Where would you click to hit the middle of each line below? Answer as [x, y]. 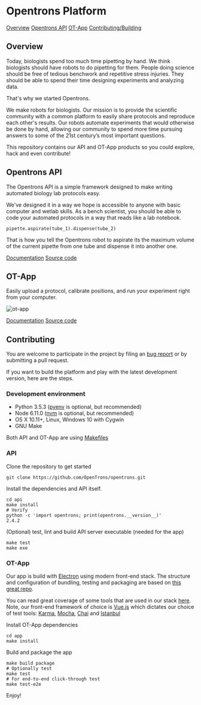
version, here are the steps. [40, 378]
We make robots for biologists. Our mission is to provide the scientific [92, 110]
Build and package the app [39, 652]
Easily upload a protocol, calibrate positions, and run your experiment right [98, 291]
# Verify [17, 510]
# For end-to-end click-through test [53, 679]
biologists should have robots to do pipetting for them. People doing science [100, 67]
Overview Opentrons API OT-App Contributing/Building [74, 28]
